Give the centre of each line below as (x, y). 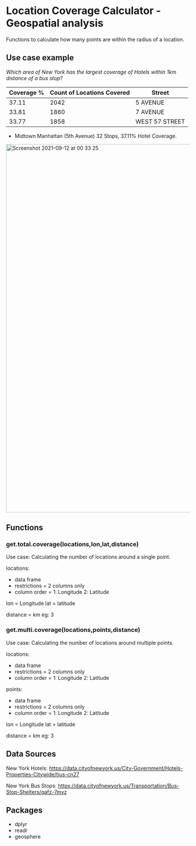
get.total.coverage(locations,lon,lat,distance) (72, 544)
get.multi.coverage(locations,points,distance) (73, 630)
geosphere (27, 837)
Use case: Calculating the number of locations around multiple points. (90, 642)
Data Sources (31, 754)
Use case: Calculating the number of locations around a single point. (88, 557)
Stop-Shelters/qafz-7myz (36, 792)
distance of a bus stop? (34, 78)
